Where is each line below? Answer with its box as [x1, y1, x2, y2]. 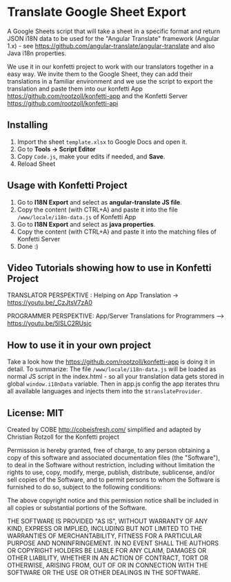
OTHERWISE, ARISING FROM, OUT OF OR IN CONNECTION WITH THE [7, 561, 208, 569]
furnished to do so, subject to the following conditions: [7, 483, 162, 491]
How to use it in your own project [7, 339, 152, 351]
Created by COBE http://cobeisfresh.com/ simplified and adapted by [7, 426, 201, 433]
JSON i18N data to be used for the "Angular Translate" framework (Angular [7, 34, 219, 42]
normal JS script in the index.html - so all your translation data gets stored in [7, 373, 224, 381]
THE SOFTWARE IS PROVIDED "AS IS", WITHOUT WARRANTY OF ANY [7, 517, 208, 525]
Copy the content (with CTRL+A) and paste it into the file [17, 205, 178, 214]
